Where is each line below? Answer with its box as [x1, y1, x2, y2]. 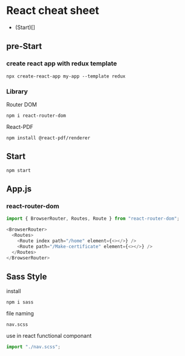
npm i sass [6, 299, 34, 306]
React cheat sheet [6, 4, 100, 18]
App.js [6, 184, 32, 194]
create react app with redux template [6, 59, 117, 68]
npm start [6, 167, 31, 173]
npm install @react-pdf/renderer [6, 134, 91, 141]
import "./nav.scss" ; [6, 344, 61, 350]
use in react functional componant [6, 332, 92, 340]
